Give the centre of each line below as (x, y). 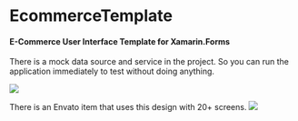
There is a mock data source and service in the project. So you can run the (149, 62)
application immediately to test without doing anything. (112, 71)
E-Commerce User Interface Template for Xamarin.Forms (119, 41)
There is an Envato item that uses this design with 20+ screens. (128, 107)
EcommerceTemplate (91, 16)
